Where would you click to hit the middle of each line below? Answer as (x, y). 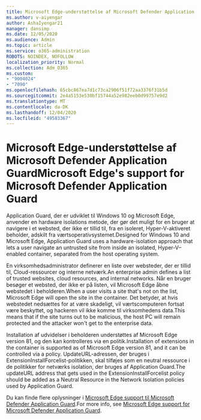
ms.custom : (20, 73)
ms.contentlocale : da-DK (37, 107)
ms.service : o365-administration (48, 51)
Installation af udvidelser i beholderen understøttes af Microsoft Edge (92, 335)
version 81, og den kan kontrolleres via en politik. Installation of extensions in (100, 341)
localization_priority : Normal (45, 62)
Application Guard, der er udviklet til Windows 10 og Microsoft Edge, (91, 216)
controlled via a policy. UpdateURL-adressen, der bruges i (78, 354)
